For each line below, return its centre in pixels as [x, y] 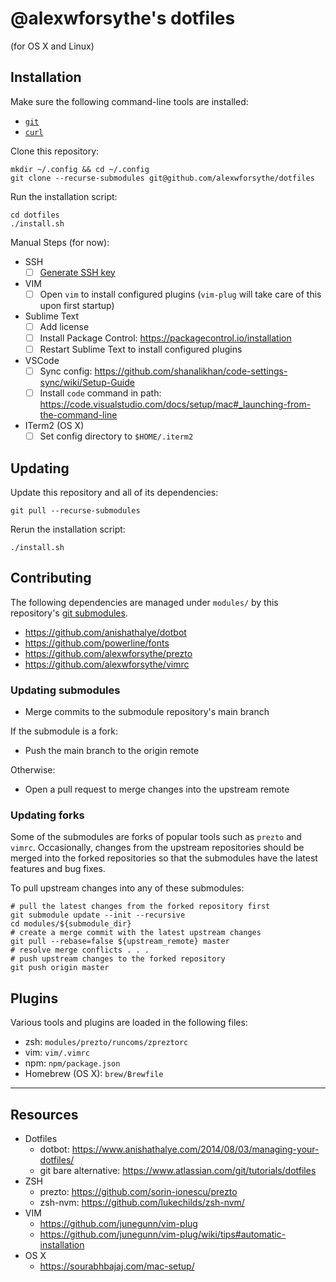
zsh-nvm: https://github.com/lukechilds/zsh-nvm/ [142, 1203]
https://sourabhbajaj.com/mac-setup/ [117, 1266]
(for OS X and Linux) [52, 46]
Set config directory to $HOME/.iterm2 [116, 436]
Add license [64, 326]
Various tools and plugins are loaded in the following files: [129, 1023]
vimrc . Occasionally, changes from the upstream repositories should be [157, 848]
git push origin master [60, 968]
